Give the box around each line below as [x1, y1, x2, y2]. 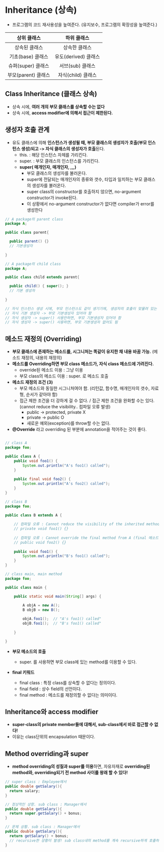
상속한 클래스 [63, 44, 92, 50]
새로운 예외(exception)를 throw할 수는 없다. [26, 420, 111, 426]
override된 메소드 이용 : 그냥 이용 [19, 367, 83, 373]
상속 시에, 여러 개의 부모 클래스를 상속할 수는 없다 [12, 103, 105, 109]
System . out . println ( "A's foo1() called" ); [22, 463, 110, 468]
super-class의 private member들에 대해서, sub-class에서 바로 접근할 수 [12, 722, 154, 727]
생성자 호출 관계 [5, 125, 50, 134]
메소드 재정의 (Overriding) [5, 334, 82, 343]
